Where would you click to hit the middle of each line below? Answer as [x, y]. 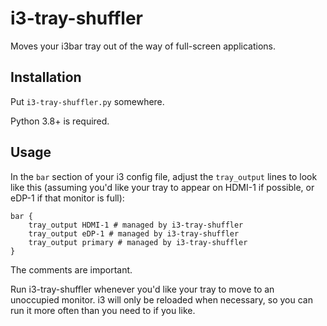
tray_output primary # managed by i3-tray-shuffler [138, 242]
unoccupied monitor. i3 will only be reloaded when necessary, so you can [161, 299]
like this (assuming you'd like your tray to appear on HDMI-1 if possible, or [162, 187]
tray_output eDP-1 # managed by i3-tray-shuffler [134, 233]
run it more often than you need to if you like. [103, 310]
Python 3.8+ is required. [60, 121]
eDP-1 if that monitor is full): [67, 198]
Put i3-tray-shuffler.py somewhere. [87, 101]
